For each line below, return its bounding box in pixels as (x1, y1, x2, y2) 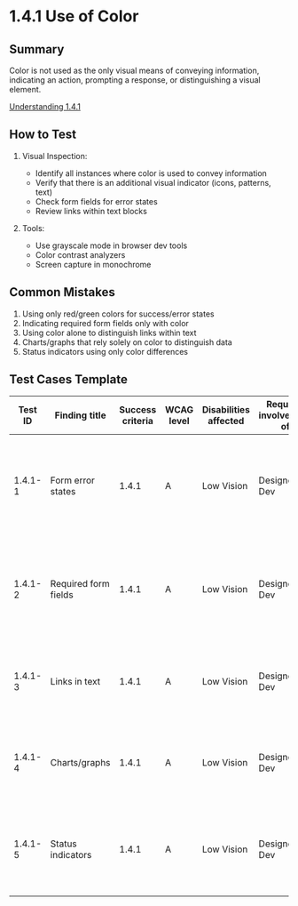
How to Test (9, 127, 77, 142)
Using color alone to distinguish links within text (21, 327, 197, 338)
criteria (122, 415, 153, 428)
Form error (50, 474, 96, 486)
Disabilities (201, 404, 250, 416)
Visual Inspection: (21, 150, 88, 161)
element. (9, 84, 42, 94)
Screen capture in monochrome (35, 259, 152, 269)
